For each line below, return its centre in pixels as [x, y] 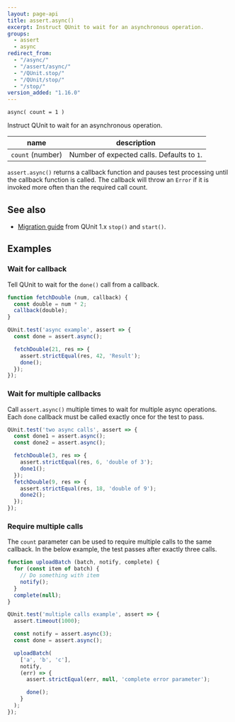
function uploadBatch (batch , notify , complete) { [84, 562]
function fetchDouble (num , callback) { [68, 297]
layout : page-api [33, 14]
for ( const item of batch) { [57, 569]
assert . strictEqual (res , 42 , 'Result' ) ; [80, 356]
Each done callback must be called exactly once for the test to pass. [106, 417]
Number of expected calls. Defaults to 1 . [136, 155]
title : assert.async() [41, 21]
